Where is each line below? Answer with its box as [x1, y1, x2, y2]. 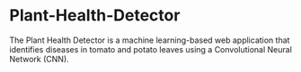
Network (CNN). [9, 53, 69, 64]
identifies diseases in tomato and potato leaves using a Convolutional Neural [9, 44, 292, 54]
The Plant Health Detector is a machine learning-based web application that [9, 35, 290, 45]
